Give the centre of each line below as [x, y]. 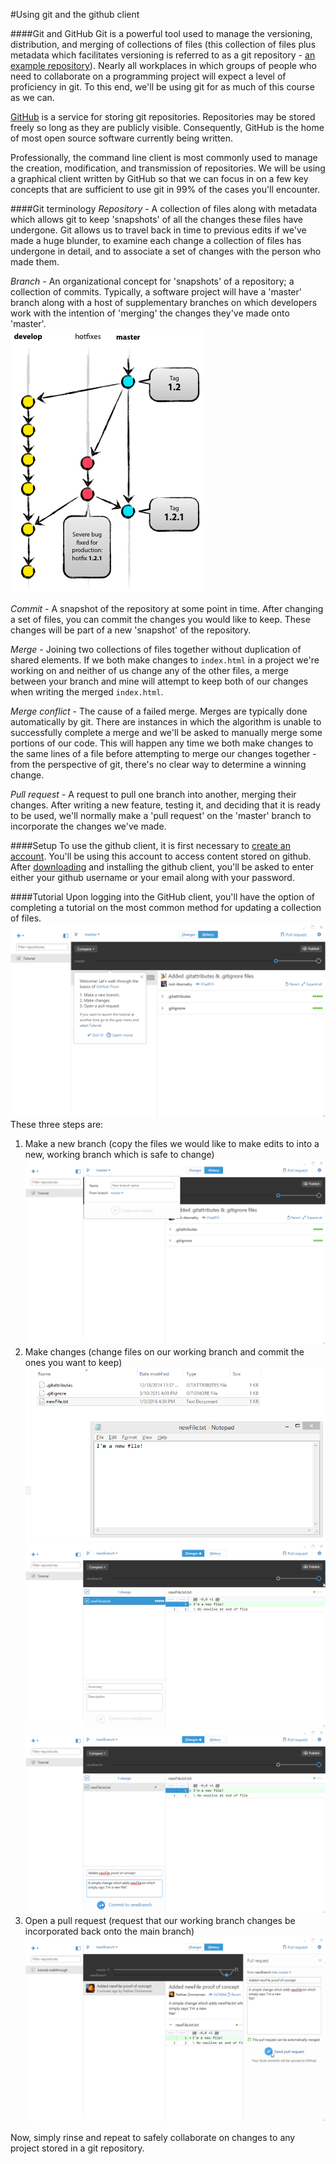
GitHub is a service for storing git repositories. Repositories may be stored [163, 117]
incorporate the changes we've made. [88, 826]
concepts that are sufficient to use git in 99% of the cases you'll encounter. [165, 189]
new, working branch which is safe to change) [119, 1155]
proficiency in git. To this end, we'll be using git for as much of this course [162, 87]
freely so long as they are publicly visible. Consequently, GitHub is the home [167, 127]
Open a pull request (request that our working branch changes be [160, 1921]
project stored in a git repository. [77, 2148]
